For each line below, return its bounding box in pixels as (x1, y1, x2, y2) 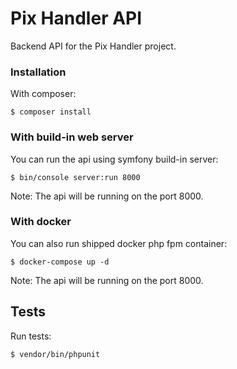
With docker (10, 215, 72, 229)
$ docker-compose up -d (10, 257, 110, 267)
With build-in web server (10, 130, 134, 144)
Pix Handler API (10, 7, 143, 30)
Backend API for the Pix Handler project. (10, 40, 177, 52)
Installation (10, 65, 67, 79)
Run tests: (10, 330, 52, 342)
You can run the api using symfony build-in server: (10, 153, 219, 165)
